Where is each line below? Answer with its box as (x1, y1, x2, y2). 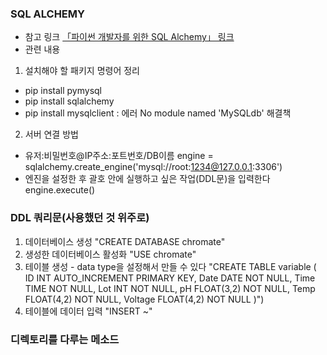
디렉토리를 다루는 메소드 (10, 332, 120, 346)
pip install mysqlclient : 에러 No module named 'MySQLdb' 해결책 (24, 107, 292, 119)
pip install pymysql (24, 85, 102, 97)
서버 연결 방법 (24, 128, 79, 141)
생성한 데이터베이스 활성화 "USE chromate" (24, 248, 197, 260)
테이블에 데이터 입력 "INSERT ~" (24, 305, 153, 317)
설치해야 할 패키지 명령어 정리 (24, 65, 140, 77)
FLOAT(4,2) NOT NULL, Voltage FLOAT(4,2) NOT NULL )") (24, 293, 265, 305)
